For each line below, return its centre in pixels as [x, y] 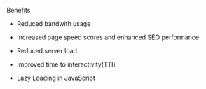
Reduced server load [47, 51]
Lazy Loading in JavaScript [56, 78]
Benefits [19, 10]
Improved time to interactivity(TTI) [66, 64]
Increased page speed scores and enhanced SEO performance [108, 37]
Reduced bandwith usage [54, 23]
